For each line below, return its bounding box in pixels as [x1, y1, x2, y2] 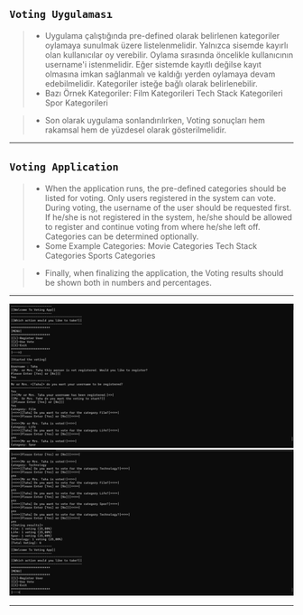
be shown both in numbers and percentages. [44, 277, 212, 288]
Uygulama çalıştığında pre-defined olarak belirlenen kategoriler [44, 30, 280, 41]
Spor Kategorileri [44, 97, 108, 108]
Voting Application [9, 161, 119, 174]
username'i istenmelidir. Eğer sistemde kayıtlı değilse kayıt [44, 59, 262, 69]
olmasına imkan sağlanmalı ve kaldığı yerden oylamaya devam [44, 69, 276, 79]
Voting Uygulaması [9, 8, 113, 21]
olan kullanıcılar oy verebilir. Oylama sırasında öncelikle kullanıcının [44, 49, 294, 60]
